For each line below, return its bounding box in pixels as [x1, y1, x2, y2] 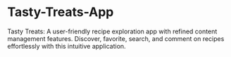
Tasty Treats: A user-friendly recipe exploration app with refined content [7, 27, 218, 35]
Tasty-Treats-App [7, 4, 114, 20]
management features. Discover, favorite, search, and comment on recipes [7, 34, 225, 42]
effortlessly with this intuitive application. [7, 42, 126, 50]
